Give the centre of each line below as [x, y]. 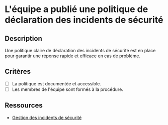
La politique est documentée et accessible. [56, 83]
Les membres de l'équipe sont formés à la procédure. [68, 89]
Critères [18, 72]
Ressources [24, 106]
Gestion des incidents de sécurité [47, 117]
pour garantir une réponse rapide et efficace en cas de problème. [72, 56]
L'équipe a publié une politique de [76, 9]
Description [23, 38]
